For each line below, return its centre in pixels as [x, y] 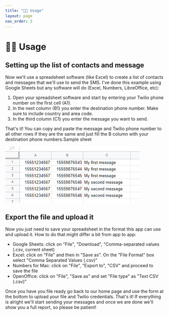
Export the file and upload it [50, 217]
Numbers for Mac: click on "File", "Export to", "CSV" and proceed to [83, 266]
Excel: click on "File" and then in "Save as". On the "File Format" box [83, 255]
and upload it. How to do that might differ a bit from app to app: [71, 235]
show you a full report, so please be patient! [51, 307]
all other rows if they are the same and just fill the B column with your [77, 134]
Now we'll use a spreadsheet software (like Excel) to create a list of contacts [84, 77]
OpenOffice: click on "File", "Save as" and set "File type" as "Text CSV [85, 276]
